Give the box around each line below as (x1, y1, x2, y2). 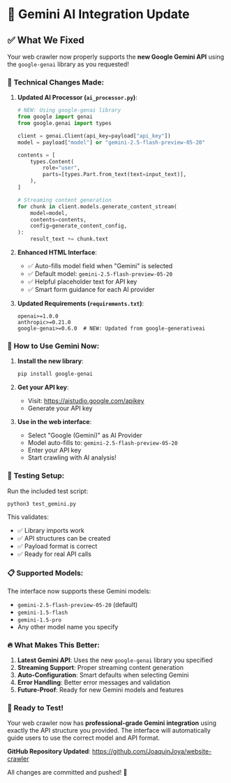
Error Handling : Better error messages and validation (17, 678, 171, 687)
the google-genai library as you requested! (7, 60, 129, 68)
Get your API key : (17, 383, 69, 392)
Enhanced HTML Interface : (17, 248, 98, 257)
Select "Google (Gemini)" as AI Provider (27, 431, 143, 439)
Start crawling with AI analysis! (27, 453, 117, 462)
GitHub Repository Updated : (7, 747, 91, 756)
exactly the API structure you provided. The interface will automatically (7, 726, 211, 735)
